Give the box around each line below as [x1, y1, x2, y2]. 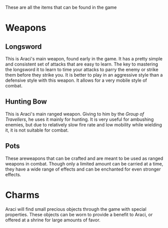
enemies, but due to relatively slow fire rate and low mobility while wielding [5, 121, 162, 127]
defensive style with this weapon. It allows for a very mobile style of [5, 77, 147, 83]
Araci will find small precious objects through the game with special [5, 206, 147, 212]
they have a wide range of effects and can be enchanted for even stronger [5, 166, 161, 172]
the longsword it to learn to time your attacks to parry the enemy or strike [5, 67, 159, 73]
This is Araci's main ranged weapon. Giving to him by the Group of [5, 111, 145, 117]
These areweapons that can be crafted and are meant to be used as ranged [5, 155, 163, 161]
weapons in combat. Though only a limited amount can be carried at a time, [5, 160, 163, 167]
